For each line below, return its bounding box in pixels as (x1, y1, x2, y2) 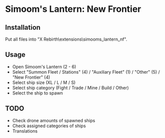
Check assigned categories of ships (12, 123, 86, 129)
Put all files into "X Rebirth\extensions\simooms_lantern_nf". (5, 36, 127, 42)
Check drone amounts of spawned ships (12, 117, 96, 123)
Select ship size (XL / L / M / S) (12, 79, 76, 85)
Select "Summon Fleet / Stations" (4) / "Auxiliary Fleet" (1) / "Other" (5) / (12, 69, 160, 75)
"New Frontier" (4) (12, 74, 51, 80)
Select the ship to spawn (12, 90, 63, 96)
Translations (12, 128, 38, 134)
